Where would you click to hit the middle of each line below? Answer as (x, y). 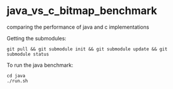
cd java (16, 76)
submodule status (28, 54)
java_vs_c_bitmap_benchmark (82, 11)
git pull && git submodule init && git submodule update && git (87, 49)
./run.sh (17, 81)
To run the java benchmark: (40, 65)
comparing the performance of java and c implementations (78, 27)
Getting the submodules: (36, 38)
